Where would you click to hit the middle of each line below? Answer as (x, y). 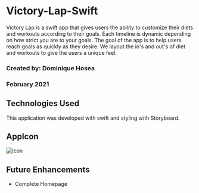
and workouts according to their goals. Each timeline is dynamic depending (99, 33)
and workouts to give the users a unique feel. (62, 52)
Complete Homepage (41, 184)
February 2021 (28, 84)
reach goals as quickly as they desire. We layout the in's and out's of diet (96, 46)
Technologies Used (43, 103)
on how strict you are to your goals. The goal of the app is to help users (94, 40)
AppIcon (22, 136)
